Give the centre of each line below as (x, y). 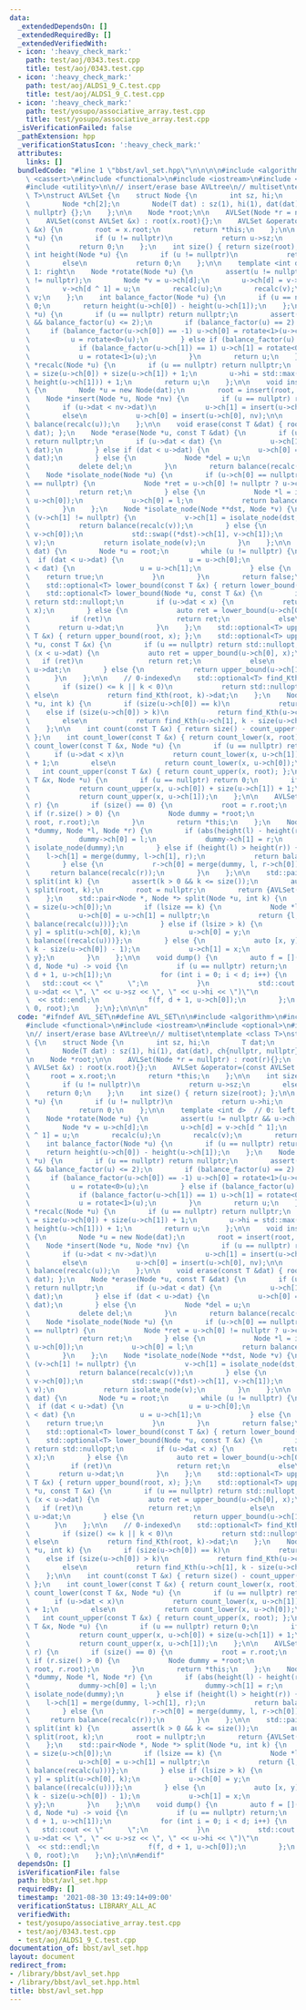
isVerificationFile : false (69, 1872)
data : (20, 18)
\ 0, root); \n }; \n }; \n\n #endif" (96, 1855)
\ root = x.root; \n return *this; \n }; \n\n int (153, 1076)
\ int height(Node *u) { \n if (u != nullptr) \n (132, 255)
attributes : (41, 153)
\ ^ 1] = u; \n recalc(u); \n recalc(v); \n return (163, 1136)
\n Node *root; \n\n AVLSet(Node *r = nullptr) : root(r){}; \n (158, 1059)
